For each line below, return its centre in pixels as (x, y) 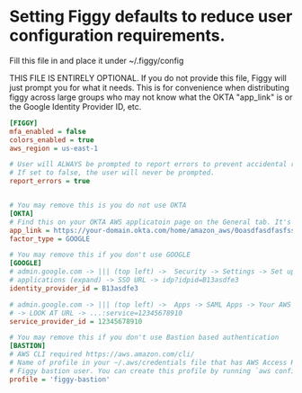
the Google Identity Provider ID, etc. (75, 106)
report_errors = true (50, 182)
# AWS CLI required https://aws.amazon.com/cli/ (102, 354)
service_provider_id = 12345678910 (76, 321)
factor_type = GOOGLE (50, 239)
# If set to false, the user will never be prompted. (112, 173)
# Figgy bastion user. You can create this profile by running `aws (140, 371)
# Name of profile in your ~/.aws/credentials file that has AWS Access (148, 363)
